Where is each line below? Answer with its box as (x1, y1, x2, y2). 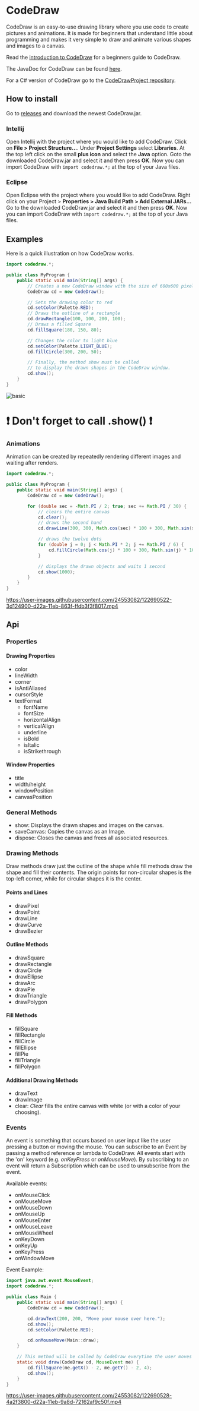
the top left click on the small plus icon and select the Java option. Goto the (6, 151, 191, 158)
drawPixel (14, 902, 40, 909)
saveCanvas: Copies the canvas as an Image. (14, 828, 126, 835)
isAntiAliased (14, 684, 47, 692)
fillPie (14, 1050, 28, 1058)
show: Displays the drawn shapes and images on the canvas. (14, 822, 164, 829)
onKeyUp (14, 1242, 38, 1249)
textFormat (14, 697, 41, 704)
